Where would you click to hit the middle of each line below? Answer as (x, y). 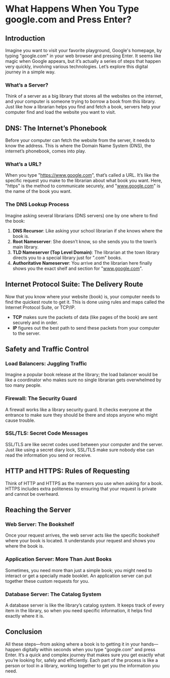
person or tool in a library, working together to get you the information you (83, 665)
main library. (26, 247)
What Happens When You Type (72, 9)
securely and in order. (35, 323)
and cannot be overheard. (32, 494)
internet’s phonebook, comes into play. (46, 151)
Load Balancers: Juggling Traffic (46, 364)
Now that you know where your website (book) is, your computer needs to (83, 296)
